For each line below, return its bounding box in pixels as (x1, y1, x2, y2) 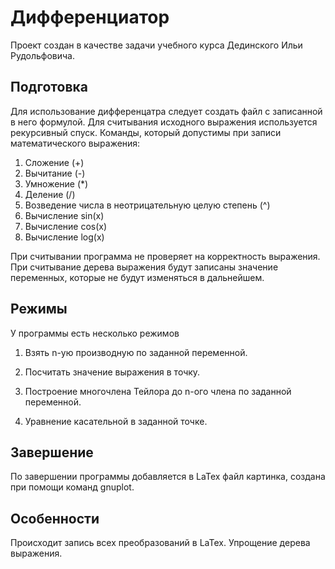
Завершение (10, 444, 94, 461)
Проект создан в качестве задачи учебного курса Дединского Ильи (10, 39, 303, 51)
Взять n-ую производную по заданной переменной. (24, 346, 248, 358)
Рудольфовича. (10, 49, 76, 61)
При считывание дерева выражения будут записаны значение (10, 261, 279, 273)
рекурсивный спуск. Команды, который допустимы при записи (10, 126, 282, 138)
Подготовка (10, 79, 88, 96)
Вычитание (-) (24, 167, 86, 179)
